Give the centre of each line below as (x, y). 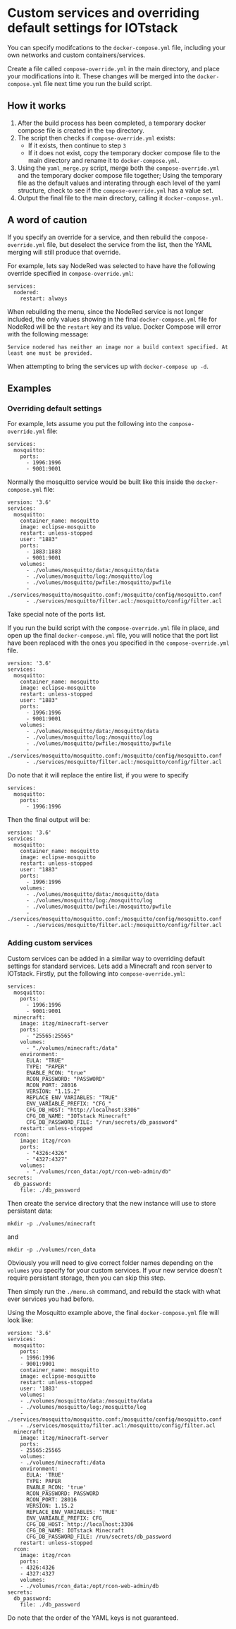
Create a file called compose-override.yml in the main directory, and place (114, 68)
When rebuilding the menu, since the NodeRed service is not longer (106, 311)
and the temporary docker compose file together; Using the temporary (120, 175)
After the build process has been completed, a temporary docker (112, 123)
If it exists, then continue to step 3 (77, 145)
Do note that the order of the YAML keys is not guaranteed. (93, 1618)
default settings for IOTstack (93, 28)
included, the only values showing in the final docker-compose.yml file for (112, 319)
